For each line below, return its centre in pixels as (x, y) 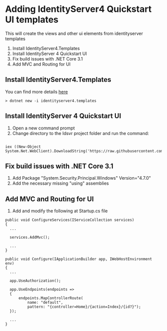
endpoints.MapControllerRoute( (51, 298)
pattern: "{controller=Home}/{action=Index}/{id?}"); (84, 307)
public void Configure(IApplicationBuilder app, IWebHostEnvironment (79, 259)
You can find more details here (37, 92)
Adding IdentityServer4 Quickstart (78, 9)
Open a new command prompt (43, 128)
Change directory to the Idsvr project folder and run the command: (81, 133)
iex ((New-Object (23, 147)
